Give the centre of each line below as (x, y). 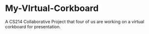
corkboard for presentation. (33, 26)
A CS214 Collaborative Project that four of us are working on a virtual (75, 22)
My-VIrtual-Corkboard (52, 8)
